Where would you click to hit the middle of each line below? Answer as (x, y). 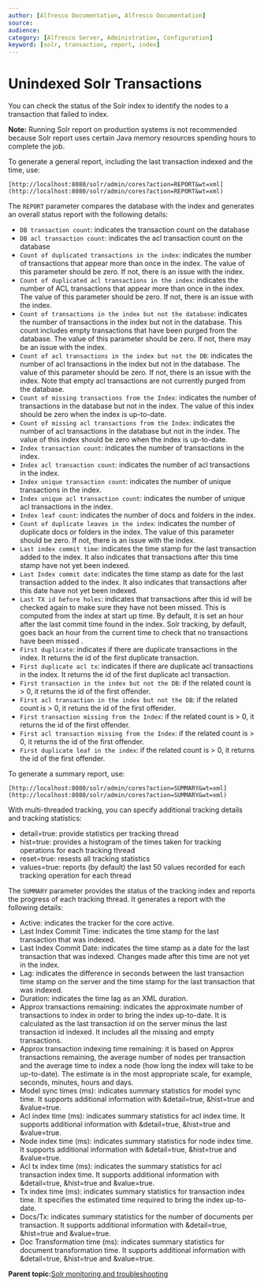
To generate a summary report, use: (67, 774)
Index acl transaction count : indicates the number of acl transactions (135, 465)
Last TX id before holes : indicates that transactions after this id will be (136, 599)
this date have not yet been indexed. (78, 591)
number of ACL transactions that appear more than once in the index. (132, 288)
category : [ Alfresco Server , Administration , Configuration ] (111, 38)
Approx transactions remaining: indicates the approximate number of (131, 1007)
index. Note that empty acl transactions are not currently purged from (132, 381)
